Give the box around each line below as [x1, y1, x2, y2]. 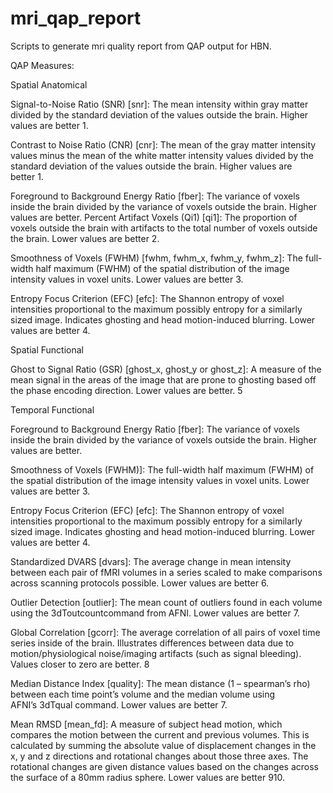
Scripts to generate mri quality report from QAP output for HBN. [10, 40, 272, 52]
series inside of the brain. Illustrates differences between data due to [10, 637, 295, 649]
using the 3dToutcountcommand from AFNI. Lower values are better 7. [10, 607, 300, 619]
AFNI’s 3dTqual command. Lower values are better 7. [10, 698, 228, 711]
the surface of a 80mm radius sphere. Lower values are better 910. [10, 771, 286, 783]
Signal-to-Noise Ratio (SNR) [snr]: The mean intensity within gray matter [10, 98, 309, 110]
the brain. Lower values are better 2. [10, 232, 160, 244]
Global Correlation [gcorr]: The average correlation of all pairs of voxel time [10, 626, 321, 638]
